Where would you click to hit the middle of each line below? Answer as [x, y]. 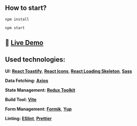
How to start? [26, 8]
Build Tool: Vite [21, 100]
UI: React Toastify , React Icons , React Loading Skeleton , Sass [68, 71]
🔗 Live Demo [24, 43]
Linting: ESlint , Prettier [28, 119]
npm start [15, 28]
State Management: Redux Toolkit [40, 90]
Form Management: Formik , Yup [38, 109]
